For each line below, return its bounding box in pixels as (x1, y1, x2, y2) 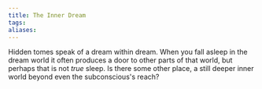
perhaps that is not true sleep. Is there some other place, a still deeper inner (8, 64, 254, 73)
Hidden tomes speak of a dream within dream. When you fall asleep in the (8, 48, 248, 57)
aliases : (8, 26, 37, 34)
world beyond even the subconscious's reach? (8, 72, 160, 82)
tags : (8, 19, 26, 27)
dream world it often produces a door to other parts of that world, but (8, 55, 233, 65)
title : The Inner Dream (8, 11, 87, 20)
